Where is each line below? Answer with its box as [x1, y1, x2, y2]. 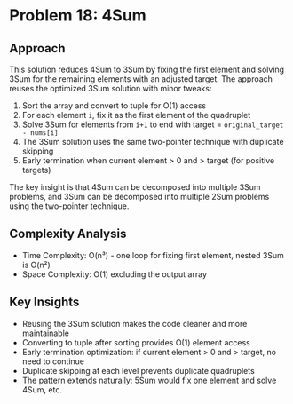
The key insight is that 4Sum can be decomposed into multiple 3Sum [9, 182, 261, 192]
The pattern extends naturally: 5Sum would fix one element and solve [21, 375, 277, 385]
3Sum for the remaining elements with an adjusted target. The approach [9, 74, 273, 84]
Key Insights [9, 295, 80, 310]
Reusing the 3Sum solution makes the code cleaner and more [21, 318, 248, 329]
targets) [21, 165, 51, 175]
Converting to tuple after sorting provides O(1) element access [21, 337, 250, 347]
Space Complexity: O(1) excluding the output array [21, 268, 207, 280]
